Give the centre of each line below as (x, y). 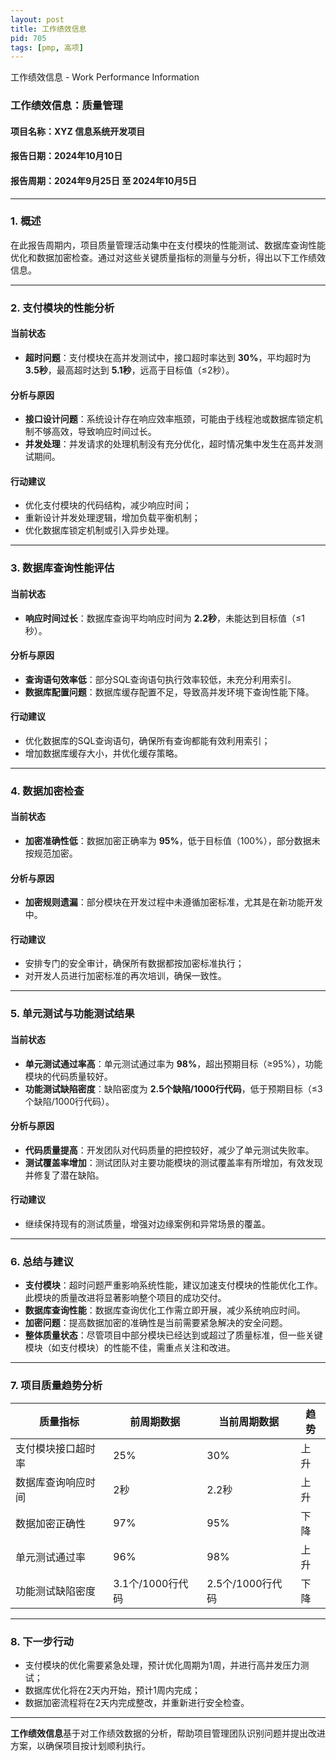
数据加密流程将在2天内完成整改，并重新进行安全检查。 (137, 1702)
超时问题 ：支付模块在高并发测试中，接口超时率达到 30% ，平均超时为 (168, 357)
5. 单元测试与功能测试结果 (72, 1014)
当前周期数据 (249, 1421)
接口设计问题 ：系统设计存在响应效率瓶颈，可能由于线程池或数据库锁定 (169, 419)
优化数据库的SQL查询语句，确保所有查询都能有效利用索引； (147, 740)
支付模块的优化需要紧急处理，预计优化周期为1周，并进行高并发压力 (162, 1665)
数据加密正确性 (51, 1523)
